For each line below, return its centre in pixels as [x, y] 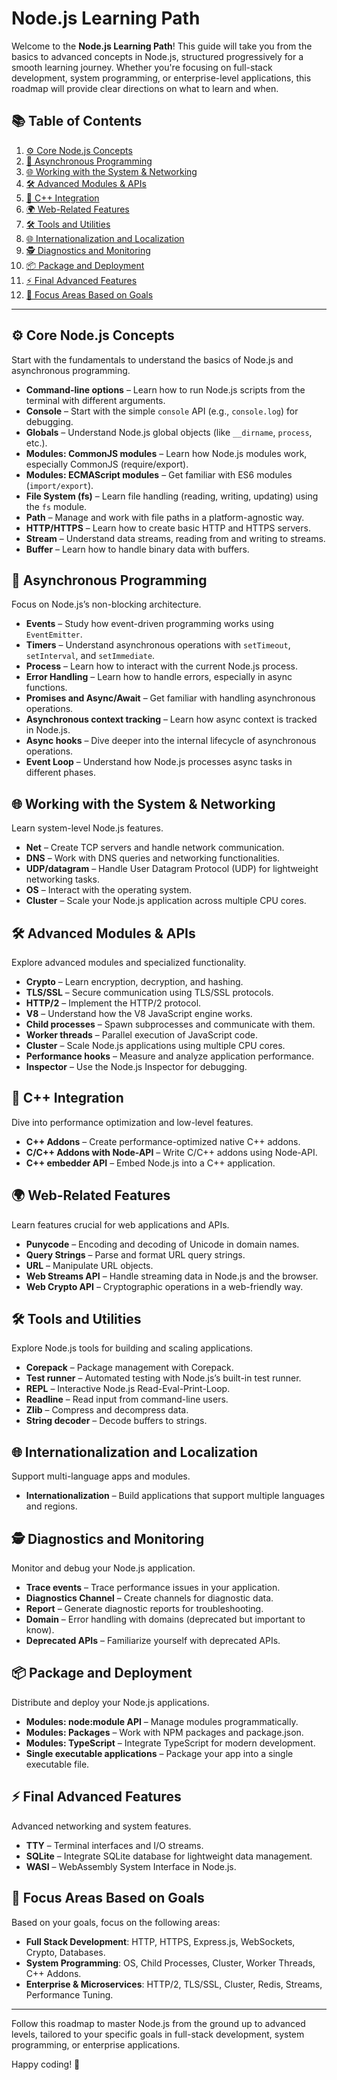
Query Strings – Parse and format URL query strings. [135, 1254]
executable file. [57, 1764]
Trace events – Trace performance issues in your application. [153, 1588]
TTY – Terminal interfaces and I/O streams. [114, 1845]
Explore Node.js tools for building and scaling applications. [132, 1348]
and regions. [51, 1506]
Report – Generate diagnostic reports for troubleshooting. [144, 1609]
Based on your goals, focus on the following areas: [116, 1922]
